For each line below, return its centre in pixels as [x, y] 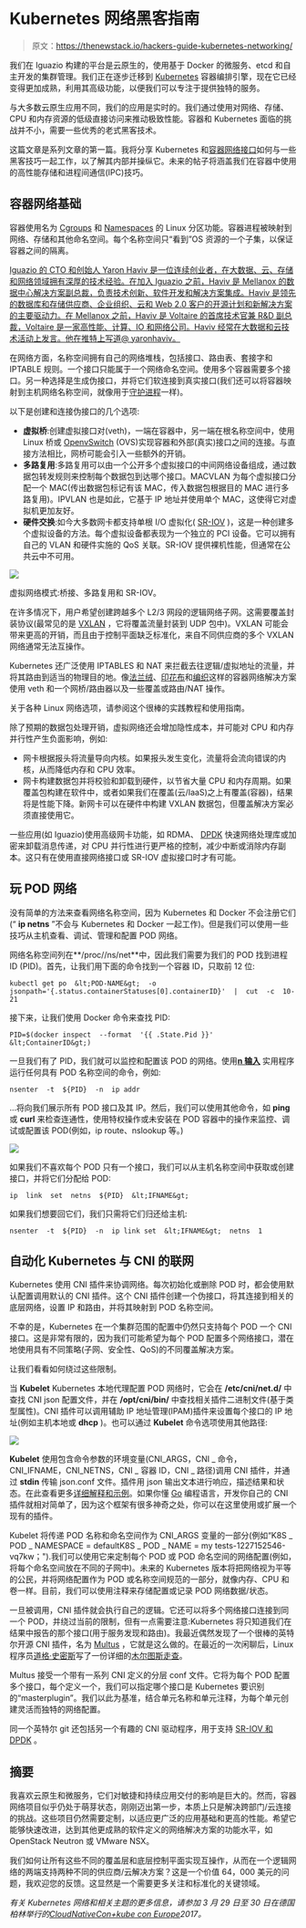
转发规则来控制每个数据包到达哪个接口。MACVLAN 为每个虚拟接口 [163, 476]
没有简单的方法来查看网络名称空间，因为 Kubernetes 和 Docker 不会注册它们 [153, 912]
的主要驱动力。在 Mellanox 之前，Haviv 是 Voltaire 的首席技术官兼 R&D [142, 315]
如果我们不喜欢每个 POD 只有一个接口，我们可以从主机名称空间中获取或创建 [152, 1167]
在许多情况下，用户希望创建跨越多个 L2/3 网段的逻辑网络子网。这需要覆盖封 [152, 611]
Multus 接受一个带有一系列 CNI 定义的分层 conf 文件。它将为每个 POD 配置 [150, 1675]
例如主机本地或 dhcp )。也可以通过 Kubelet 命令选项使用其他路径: [144, 1423]
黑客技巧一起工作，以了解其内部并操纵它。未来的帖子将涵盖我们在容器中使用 [153, 161]
